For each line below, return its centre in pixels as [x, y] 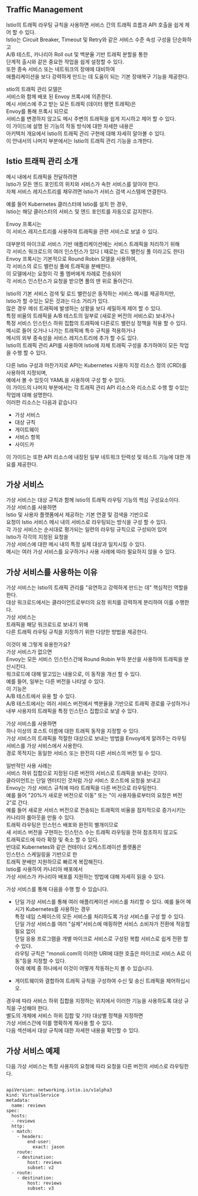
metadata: [18, 1100]
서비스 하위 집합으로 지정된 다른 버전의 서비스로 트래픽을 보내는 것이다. [87, 773]
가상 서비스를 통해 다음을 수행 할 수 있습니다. [57, 889]
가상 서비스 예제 [33, 1051]
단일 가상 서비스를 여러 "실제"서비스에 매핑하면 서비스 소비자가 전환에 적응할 [102, 924]
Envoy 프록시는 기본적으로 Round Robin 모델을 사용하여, [72, 258]
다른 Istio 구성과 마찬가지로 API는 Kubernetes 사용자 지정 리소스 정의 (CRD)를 [97, 365]
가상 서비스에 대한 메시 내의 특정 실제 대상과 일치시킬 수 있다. [76, 544]
